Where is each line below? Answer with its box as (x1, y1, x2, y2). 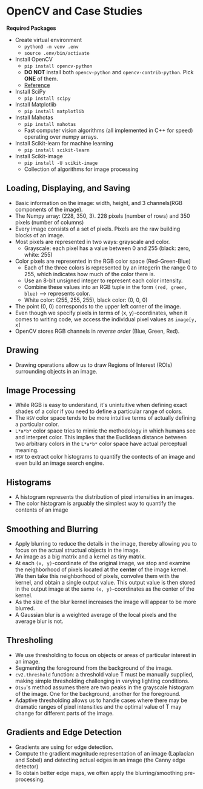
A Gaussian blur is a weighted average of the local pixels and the (15, 611, 177, 618)
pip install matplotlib (24, 108, 85, 114)
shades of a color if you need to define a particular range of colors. (15, 408, 183, 415)
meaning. (15, 447, 39, 454)
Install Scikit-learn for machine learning (15, 139, 113, 147)
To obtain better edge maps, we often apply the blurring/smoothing (15, 769, 184, 776)
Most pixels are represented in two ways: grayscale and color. (15, 238, 170, 245)
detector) (15, 762, 39, 770)
